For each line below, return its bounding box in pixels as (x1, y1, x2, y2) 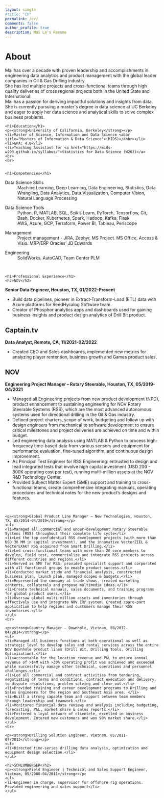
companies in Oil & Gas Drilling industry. (5, 77, 86, 83)
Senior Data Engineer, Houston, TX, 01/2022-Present (5, 286, 115, 292)
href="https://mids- (70, 145, 113, 150)
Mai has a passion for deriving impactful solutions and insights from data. (5, 99, 153, 104)
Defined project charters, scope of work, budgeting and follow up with (12, 416, 154, 422)
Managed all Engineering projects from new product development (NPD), (12, 396, 160, 402)
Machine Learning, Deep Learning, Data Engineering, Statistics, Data (17, 184, 156, 190)
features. (12, 495, 31, 501)
